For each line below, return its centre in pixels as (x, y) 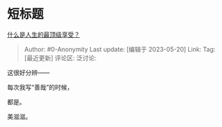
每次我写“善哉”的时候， (40, 87)
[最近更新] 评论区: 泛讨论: (60, 58)
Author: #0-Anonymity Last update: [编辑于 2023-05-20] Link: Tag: (120, 49)
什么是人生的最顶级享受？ (44, 35)
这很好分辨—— (28, 72)
